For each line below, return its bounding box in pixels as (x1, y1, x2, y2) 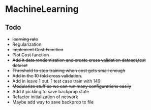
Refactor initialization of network (12, 94, 78, 100)
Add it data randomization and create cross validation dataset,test (12, 57, 146, 63)
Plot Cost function (12, 52, 49, 58)
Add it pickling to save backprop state (12, 89, 90, 94)
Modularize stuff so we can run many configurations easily (12, 83, 131, 89)
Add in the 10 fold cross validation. (12, 73, 83, 78)
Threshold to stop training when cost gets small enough (12, 68, 125, 73)
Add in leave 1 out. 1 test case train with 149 (12, 78, 101, 84)
